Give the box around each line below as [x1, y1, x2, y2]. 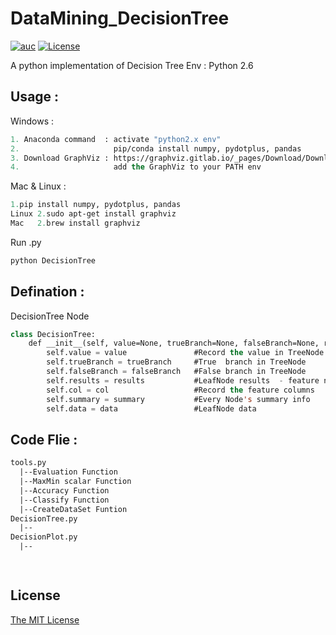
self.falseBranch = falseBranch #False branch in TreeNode [46, 367, 307, 377]
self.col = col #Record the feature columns [46, 385, 315, 395]
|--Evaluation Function [19, 467, 118, 477]
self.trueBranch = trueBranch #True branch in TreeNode [46, 357, 307, 367]
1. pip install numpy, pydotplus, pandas [10, 200, 182, 210]
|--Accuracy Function [19, 485, 110, 496]
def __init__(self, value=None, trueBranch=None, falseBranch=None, [28, 338, 320, 349]
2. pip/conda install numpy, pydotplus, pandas [10, 143, 302, 154]
